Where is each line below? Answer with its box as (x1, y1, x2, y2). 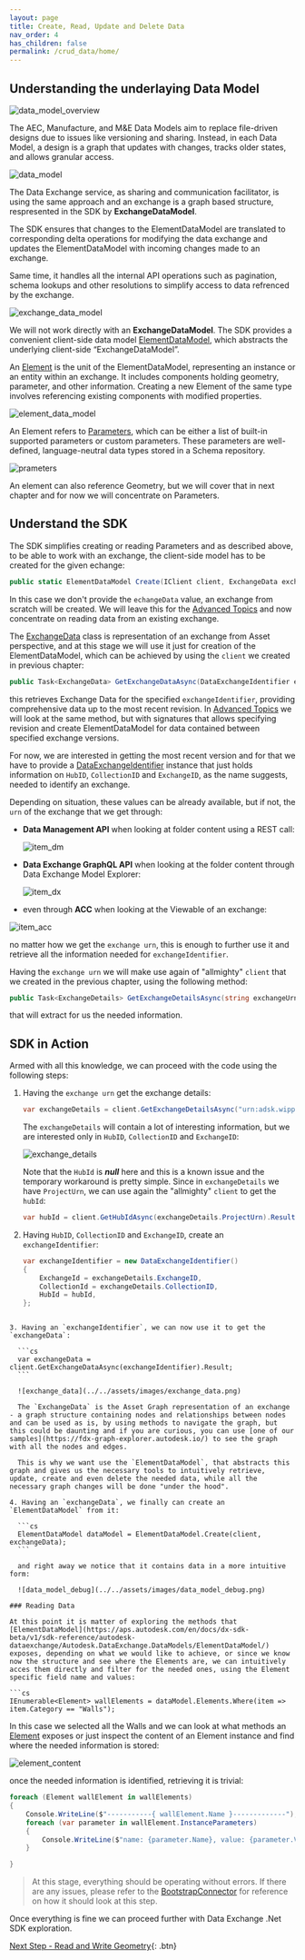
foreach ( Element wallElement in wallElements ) (9, 1793, 193, 1802)
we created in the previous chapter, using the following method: (9, 976, 248, 987)
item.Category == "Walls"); (9, 1705, 116, 1714)
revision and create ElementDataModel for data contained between (9, 722, 261, 733)
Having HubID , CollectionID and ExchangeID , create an (22, 1229, 224, 1240)
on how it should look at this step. (31, 1895, 158, 1906)
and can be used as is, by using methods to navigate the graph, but (9, 1418, 279, 1428)
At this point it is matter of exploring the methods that (9, 1617, 238, 1627)
